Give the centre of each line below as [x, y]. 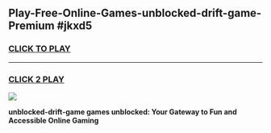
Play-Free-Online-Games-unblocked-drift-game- [135, 13]
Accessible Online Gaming [54, 120]
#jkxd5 [75, 26]
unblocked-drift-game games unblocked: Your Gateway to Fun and [123, 111]
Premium [31, 26]
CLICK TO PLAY [40, 49]
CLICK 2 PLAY [36, 79]
